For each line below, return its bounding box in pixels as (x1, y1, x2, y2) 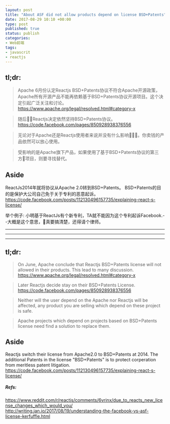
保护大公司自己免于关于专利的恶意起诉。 (14, 191, 99, 197)
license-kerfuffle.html (5, 413, 51, 419)
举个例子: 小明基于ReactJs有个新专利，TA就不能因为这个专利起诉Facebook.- (5, 213, 165, 218)
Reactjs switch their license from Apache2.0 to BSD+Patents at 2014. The (5, 351, 158, 357)
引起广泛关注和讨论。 (22, 100, 67, 106)
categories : (5, 36, 30, 41)
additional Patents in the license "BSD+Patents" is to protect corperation (5, 356, 156, 362)
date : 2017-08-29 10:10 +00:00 (5, 17, 71, 22)
